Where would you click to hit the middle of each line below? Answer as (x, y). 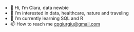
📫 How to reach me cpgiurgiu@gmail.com (55, 24)
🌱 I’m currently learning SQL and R (47, 18)
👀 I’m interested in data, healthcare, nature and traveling (70, 13)
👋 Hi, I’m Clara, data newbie (40, 8)
